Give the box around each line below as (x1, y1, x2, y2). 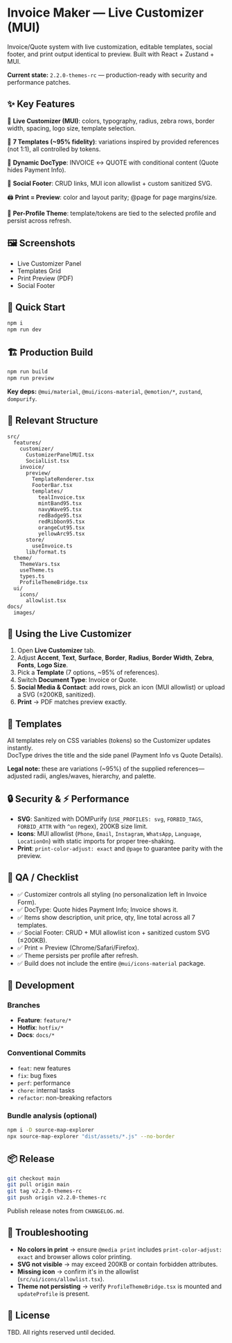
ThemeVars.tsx (19, 561, 60, 567)
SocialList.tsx (25, 457, 70, 464)
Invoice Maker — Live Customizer (7, 5, 204, 21)
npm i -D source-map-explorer (7, 1127, 95, 1134)
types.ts (19, 572, 45, 580)
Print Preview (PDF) (17, 274, 74, 282)
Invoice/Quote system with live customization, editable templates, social (7, 42, 213, 51)
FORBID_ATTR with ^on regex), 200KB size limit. (17, 822, 148, 830)
